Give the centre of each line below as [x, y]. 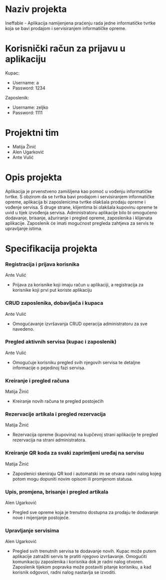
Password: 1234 [29, 88]
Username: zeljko [30, 107]
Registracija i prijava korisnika [42, 264]
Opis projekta [34, 177]
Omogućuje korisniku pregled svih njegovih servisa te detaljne [76, 362]
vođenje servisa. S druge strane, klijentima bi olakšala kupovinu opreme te [82, 207]
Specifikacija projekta [51, 249]
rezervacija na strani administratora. [49, 440]
